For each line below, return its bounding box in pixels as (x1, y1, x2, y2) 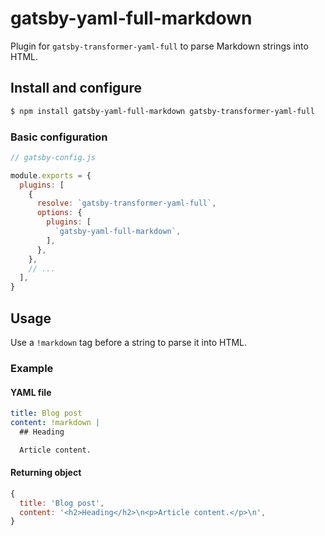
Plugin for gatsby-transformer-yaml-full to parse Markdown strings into (10, 40, 309, 52)
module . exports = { (10, 170, 92, 181)
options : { (36, 208, 83, 218)
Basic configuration (10, 130, 108, 144)
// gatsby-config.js (10, 152, 97, 162)
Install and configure (10, 80, 142, 97)
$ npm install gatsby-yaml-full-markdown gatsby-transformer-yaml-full (10, 106, 315, 116)
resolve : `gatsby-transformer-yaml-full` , (36, 198, 217, 209)
